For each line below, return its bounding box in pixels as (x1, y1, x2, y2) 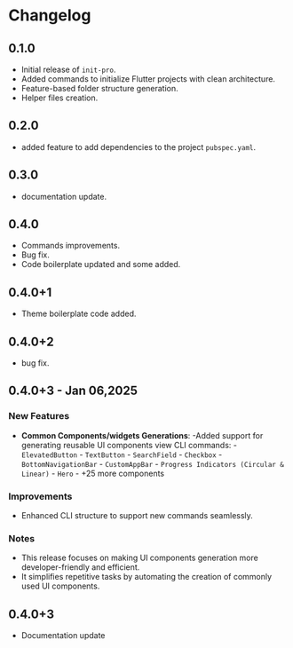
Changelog (8, 5, 91, 26)
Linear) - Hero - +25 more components (20, 468, 165, 478)
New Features (8, 410, 70, 423)
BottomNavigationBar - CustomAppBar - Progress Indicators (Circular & (20, 458, 285, 469)
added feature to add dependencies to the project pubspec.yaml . (20, 141, 257, 152)
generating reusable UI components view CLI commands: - (20, 439, 237, 450)
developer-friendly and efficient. (20, 562, 140, 573)
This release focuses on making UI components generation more (20, 552, 258, 564)
